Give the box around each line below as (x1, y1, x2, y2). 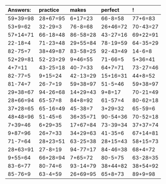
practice (39, 7, 59, 13)
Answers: (8, 7, 31, 13)
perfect (101, 7, 120, 13)
